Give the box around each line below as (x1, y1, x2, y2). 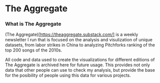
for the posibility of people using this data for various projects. (5, 72, 131, 79)
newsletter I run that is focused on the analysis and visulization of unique (5, 37, 153, 43)
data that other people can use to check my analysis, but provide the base (5, 67, 156, 73)
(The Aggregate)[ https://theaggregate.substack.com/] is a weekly (5, 31, 138, 37)
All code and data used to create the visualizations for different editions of (5, 57, 155, 63)
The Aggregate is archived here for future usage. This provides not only (5, 62, 150, 68)
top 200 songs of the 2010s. (5, 47, 62, 53)
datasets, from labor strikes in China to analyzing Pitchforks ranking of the (5, 42, 156, 48)
